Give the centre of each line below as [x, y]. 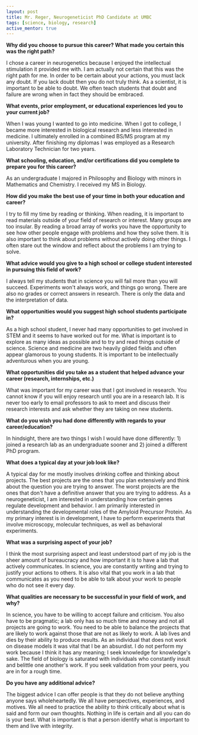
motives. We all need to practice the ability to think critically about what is [96, 707]
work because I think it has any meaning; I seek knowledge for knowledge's [98, 652]
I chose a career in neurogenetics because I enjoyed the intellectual [89, 63]
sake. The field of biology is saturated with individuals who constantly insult [98, 659]
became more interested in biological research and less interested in [90, 130]
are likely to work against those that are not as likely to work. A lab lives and [98, 633]
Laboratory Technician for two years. [51, 149]
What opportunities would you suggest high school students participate [97, 312]
